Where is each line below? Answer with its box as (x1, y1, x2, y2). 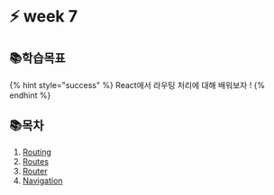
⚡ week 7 (9, 6, 78, 27)
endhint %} (9, 90, 51, 101)
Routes (22, 155, 50, 166)
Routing (22, 146, 52, 157)
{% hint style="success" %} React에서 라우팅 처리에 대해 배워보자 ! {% (9, 80, 266, 90)
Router (22, 165, 48, 176)
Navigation (22, 175, 63, 186)
